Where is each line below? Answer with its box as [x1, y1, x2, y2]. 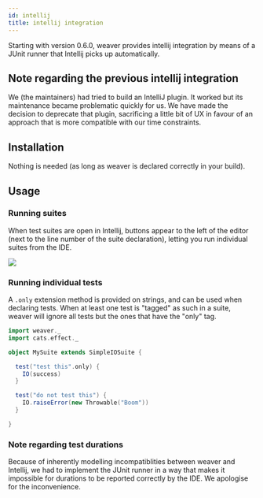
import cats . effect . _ [8, 334, 79, 342]
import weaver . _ [8, 327, 61, 335]
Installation [8, 140, 64, 154]
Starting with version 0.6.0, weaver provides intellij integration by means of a [8, 40, 256, 50]
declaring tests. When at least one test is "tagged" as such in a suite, [8, 303, 232, 313]
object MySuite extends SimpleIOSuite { [8, 348, 143, 356]
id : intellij [8, 11, 51, 20]
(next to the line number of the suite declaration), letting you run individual [8, 234, 249, 243]
